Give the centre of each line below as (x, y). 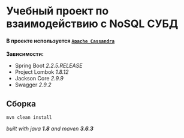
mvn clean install (29, 118)
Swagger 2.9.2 (33, 85)
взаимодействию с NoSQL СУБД (92, 24)
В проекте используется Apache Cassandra (61, 41)
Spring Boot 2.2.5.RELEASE (49, 66)
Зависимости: (25, 54)
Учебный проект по (58, 11)
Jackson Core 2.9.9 (39, 79)
